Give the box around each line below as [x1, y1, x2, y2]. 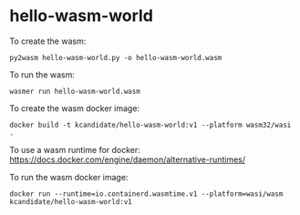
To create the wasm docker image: [9, 102, 140, 114]
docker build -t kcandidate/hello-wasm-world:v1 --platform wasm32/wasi [9, 120, 292, 129]
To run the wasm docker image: [9, 171, 129, 182]
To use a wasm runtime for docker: [9, 144, 141, 155]
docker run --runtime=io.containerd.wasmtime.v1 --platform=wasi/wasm [9, 189, 284, 199]
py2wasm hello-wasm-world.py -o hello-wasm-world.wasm [9, 53, 222, 62]
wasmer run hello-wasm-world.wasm [9, 87, 141, 96]
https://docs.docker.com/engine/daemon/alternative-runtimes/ [9, 154, 246, 165]
